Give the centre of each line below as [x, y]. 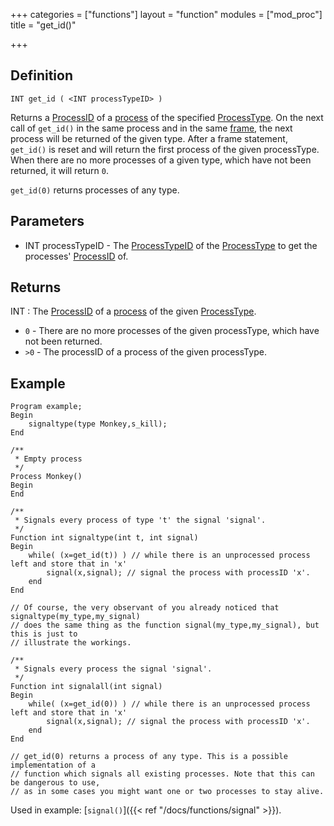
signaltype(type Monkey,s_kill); [98, 424]
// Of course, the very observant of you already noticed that [145, 608]
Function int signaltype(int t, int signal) [104, 538]
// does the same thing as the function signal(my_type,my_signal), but [165, 625]
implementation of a [53, 765]
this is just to [44, 634]
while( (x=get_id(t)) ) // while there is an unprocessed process [169, 555]
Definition [41, 75]
